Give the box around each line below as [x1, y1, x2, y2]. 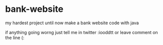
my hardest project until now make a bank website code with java [5, 20, 139, 26]
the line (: [5, 35, 25, 41]
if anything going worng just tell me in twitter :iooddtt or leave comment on [5, 29, 158, 35]
